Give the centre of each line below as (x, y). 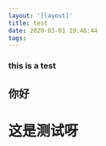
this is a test (32, 66)
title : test (28, 23)
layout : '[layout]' (41, 16)
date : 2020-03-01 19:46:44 (53, 30)
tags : (17, 38)
